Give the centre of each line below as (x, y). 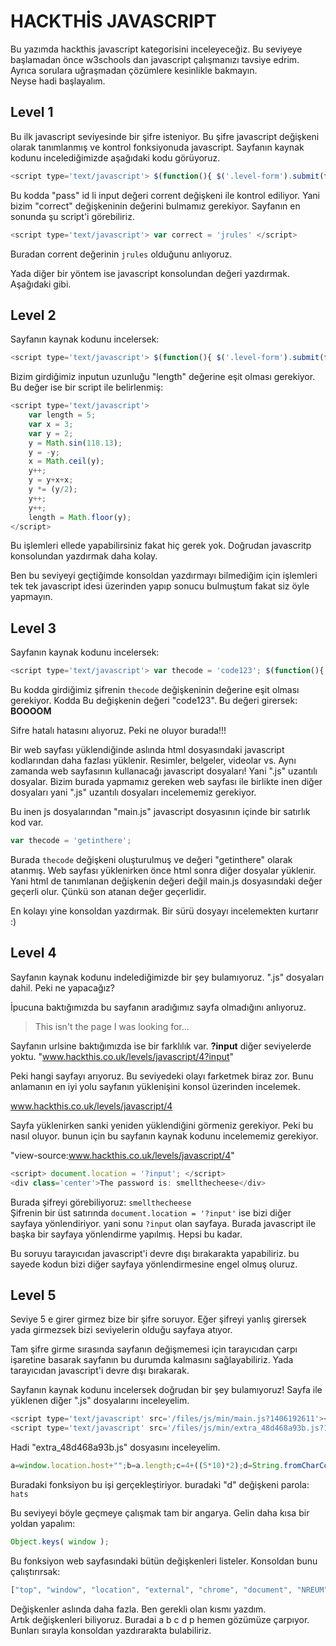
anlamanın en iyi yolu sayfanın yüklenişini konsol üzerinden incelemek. (155, 1086)
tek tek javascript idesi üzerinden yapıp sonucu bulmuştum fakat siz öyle (160, 586)
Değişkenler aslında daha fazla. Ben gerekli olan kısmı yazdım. (138, 1609)
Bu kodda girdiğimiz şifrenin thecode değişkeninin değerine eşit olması (155, 690)
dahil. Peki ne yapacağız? (62, 987)
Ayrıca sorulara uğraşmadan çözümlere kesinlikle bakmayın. (134, 70)
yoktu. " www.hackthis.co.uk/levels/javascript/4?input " (122, 1056)
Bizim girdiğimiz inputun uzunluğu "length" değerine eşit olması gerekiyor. (163, 377)
